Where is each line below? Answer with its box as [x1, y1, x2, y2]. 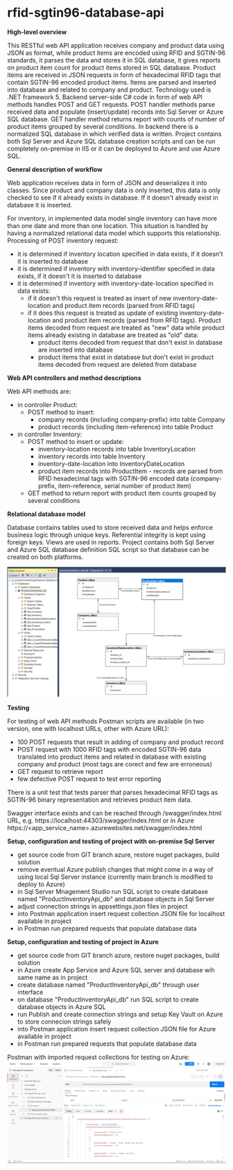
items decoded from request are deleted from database [37, 360, 197, 368]
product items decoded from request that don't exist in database [37, 338, 223, 346]
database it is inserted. [7, 200, 73, 209]
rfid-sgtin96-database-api [7, 5, 164, 21]
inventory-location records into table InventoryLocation [37, 445, 196, 453]
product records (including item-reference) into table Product [37, 422, 214, 431]
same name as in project [17, 973, 88, 982]
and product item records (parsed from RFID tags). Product [51, 316, 221, 324]
